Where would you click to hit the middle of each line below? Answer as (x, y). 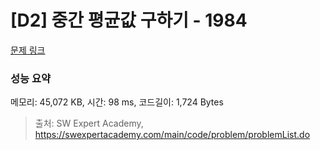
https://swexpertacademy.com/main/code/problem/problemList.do (172, 135)
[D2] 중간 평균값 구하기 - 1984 (129, 20)
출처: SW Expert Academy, (89, 123)
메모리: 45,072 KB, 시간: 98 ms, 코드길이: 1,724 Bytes (117, 102)
